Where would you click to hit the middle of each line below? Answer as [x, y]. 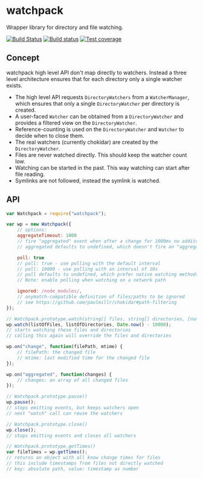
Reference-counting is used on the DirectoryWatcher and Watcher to [99, 129]
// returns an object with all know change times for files [84, 458]
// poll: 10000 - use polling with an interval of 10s [88, 269]
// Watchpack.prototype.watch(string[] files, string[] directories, [96, 319]
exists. [14, 85]
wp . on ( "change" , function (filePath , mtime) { [64, 347]
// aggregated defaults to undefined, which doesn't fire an [95, 247]
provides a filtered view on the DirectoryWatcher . [76, 123]
